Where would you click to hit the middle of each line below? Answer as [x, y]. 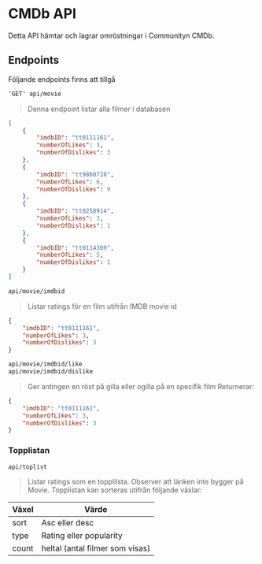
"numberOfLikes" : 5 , [70, 255]
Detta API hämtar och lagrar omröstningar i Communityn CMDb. [111, 35]
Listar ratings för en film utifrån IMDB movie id [102, 306]
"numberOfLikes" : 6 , [70, 182]
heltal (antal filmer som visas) [96, 548]
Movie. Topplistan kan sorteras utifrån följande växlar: [114, 490]
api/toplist [28, 467]
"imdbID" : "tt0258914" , [75, 211]
